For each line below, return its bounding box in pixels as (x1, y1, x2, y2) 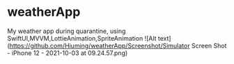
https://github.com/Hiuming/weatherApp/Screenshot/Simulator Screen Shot (9, 41, 227, 50)
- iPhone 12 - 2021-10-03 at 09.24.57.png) (7, 49, 128, 57)
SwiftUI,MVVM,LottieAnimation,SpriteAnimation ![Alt (7, 34, 157, 42)
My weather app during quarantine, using (7, 27, 126, 35)
